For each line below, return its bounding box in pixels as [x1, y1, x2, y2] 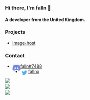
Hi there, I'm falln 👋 [5, 4, 51, 11]
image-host [12, 40, 36, 46]
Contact [5, 52, 25, 59]
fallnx [28, 69, 40, 75]
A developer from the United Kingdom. [5, 17, 86, 23]
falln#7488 [20, 63, 43, 69]
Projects [5, 29, 25, 36]
